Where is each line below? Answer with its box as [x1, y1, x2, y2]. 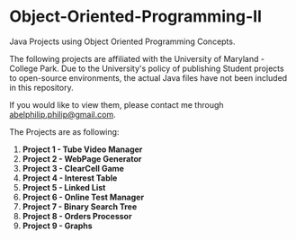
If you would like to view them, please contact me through [9, 99, 224, 110]
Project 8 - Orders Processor [22, 210, 132, 221]
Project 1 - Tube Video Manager [22, 144, 143, 155]
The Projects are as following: [9, 126, 120, 137]
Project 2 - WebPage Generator [22, 153, 142, 164]
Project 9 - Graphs [22, 220, 93, 231]
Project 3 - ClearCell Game [22, 163, 124, 173]
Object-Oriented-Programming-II [9, 6, 263, 27]
